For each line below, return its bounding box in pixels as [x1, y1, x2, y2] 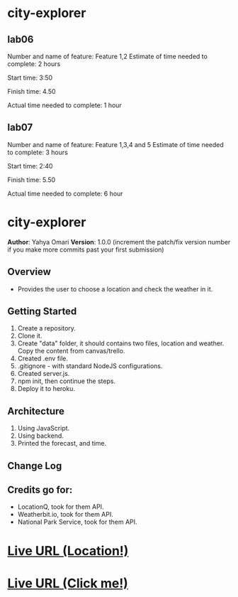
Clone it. [17, 332, 42, 340]
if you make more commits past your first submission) [7, 245, 164, 254]
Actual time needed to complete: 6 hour [7, 189, 123, 198]
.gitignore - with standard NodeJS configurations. [17, 362, 163, 370]
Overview [7, 266, 52, 278]
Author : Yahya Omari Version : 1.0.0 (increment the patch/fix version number [7, 237, 231, 246]
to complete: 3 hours [7, 148, 69, 156]
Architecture [7, 405, 65, 417]
